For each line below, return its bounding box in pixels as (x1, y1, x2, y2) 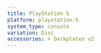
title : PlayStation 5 (7, 10, 70, 17)
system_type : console (7, 23, 70, 30)
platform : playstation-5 (7, 17, 79, 23)
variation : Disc (7, 29, 54, 36)
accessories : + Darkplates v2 (7, 36, 95, 43)
